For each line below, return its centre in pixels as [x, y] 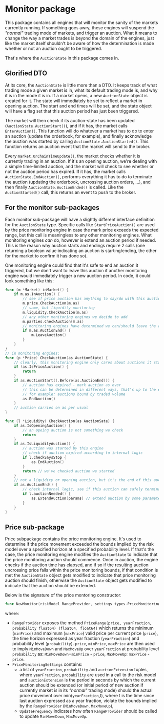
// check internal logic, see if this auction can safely [83, 490]
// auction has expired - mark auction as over [72, 385]
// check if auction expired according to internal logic [83, 453]
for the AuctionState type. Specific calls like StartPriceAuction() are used [80, 224]
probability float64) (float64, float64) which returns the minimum [83, 628]
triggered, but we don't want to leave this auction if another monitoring [76, 270]
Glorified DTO [26, 74]
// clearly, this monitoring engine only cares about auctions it [83, 362]
